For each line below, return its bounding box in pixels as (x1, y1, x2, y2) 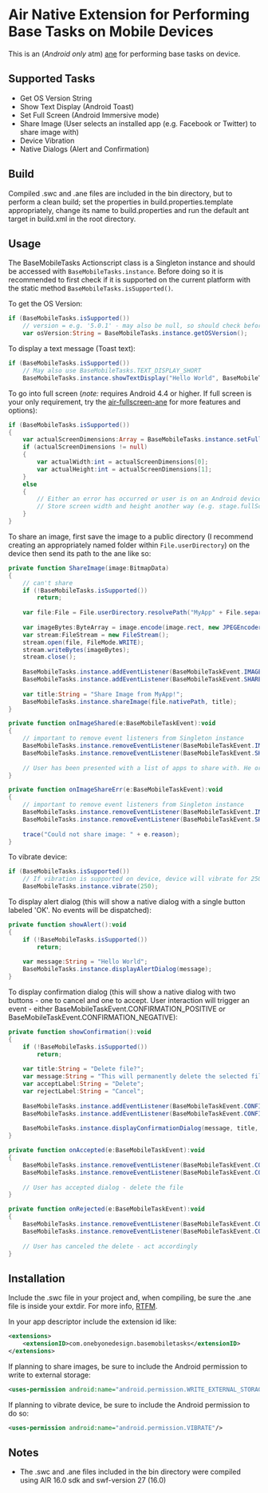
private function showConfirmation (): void (8, 1028, 152, 1036)
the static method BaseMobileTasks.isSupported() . (8, 283, 174, 293)
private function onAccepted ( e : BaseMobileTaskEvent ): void (8, 1147, 205, 1155)
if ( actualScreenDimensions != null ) (22, 443, 148, 452)
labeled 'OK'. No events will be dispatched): (8, 906, 152, 914)
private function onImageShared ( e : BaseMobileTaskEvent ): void (8, 720, 216, 728)
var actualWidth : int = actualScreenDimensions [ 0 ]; (37, 458, 209, 466)
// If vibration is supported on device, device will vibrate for (22, 875, 248, 883)
